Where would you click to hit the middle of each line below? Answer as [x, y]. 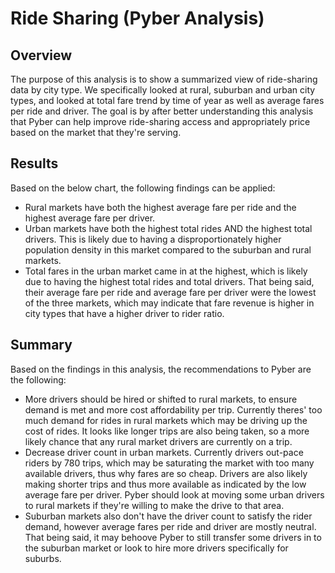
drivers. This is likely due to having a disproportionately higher [153, 239]
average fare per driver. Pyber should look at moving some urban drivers [174, 494]
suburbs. [43, 558]
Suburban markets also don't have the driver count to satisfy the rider [168, 516]
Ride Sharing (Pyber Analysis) [137, 18]
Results [34, 163]
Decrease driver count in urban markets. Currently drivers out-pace [164, 452]
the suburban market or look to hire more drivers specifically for [156, 548]
